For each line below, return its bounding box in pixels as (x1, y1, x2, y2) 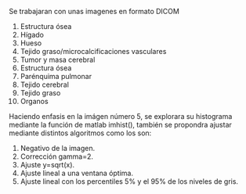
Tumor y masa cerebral (20, 55, 96, 64)
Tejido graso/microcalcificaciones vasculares (20, 47, 167, 56)
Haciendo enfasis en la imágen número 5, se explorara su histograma (9, 112, 233, 120)
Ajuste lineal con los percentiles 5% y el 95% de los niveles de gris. (20, 177, 238, 186)
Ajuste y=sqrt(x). (20, 160, 75, 169)
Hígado (20, 31, 45, 39)
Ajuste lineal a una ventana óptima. (20, 168, 134, 178)
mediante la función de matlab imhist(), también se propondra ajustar (9, 120, 232, 129)
